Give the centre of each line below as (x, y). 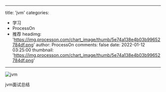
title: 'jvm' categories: (27, 12)
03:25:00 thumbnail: (33, 50)
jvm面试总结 (18, 84)
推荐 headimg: (27, 34)
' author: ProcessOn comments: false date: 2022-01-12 (89, 45)
